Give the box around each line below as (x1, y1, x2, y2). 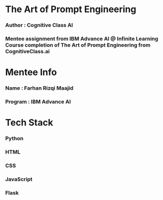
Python (5, 135, 24, 142)
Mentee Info (5, 67, 57, 78)
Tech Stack (5, 117, 53, 129)
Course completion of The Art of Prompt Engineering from (5, 42, 150, 49)
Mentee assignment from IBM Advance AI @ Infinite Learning (5, 35, 158, 43)
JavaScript (5, 176, 33, 183)
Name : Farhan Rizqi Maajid (5, 85, 74, 92)
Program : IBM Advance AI (5, 98, 71, 105)
